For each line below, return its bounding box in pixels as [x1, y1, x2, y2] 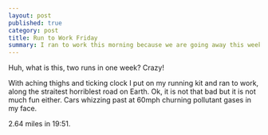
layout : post [8, 11, 52, 20]
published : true [8, 19, 62, 27]
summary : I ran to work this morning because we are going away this [8, 41, 245, 49]
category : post [8, 26, 59, 34]
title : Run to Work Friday [8, 33, 98, 42]
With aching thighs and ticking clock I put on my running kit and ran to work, [8, 79, 259, 88]
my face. [8, 104, 37, 114]
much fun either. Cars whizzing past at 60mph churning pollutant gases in [8, 95, 252, 105]
